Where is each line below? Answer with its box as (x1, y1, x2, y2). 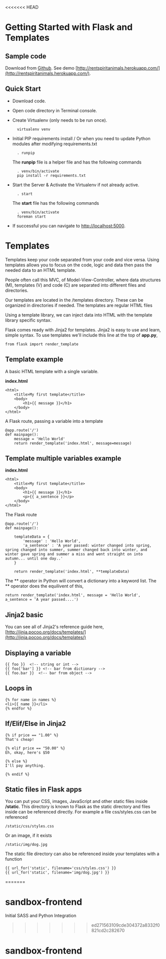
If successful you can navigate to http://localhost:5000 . (12, 223, 125, 229)
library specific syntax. (5, 317, 52, 323)
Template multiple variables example (5, 454, 121, 463)
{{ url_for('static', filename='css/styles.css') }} (5, 866, 116, 871)
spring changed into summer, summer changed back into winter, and (5, 548, 148, 553)
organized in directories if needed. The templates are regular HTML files (5, 302, 153, 308)
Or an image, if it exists (5, 832, 52, 839)
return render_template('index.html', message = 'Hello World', (5, 593, 141, 598)
